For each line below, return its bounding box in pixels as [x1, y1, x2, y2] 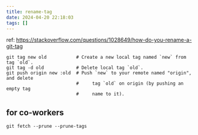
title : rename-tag [6, 8, 52, 15]
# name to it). [76, 91, 125, 97]
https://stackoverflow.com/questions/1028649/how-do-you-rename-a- [16, 37, 192, 44]
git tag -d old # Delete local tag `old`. [6, 65, 144, 71]
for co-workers [6, 107, 64, 118]
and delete [6, 76, 34, 82]
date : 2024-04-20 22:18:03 [6, 14, 74, 20]
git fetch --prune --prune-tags [6, 124, 87, 130]
